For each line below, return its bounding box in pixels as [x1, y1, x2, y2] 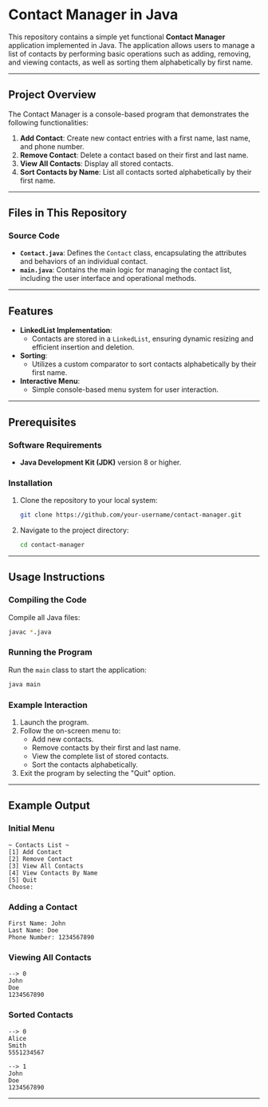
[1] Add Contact [8, 848, 62, 856]
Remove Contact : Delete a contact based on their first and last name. [19, 150, 249, 160]
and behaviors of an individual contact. [19, 257, 148, 267]
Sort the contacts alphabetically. [31, 760, 138, 769]
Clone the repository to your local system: [19, 496, 158, 505]
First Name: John [8, 919, 66, 927]
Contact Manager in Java [8, 6, 179, 24]
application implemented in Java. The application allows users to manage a [8, 40, 255, 49]
